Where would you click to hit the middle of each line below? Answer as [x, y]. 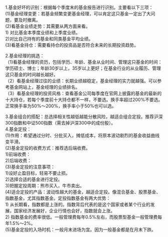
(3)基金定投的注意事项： [30, 167]
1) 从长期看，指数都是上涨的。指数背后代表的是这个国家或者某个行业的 [78, 204]
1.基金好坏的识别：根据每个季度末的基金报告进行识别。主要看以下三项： [79, 7]
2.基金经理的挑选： [25, 56]
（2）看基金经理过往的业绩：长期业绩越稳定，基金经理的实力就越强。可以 [81, 81]
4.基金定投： [18, 129]
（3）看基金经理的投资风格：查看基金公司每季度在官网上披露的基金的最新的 [83, 93]
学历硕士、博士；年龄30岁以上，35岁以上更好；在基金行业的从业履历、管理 [83, 68]
